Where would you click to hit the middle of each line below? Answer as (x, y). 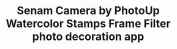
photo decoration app (88, 37)
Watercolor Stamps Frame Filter (88, 24)
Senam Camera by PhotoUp (88, 11)
